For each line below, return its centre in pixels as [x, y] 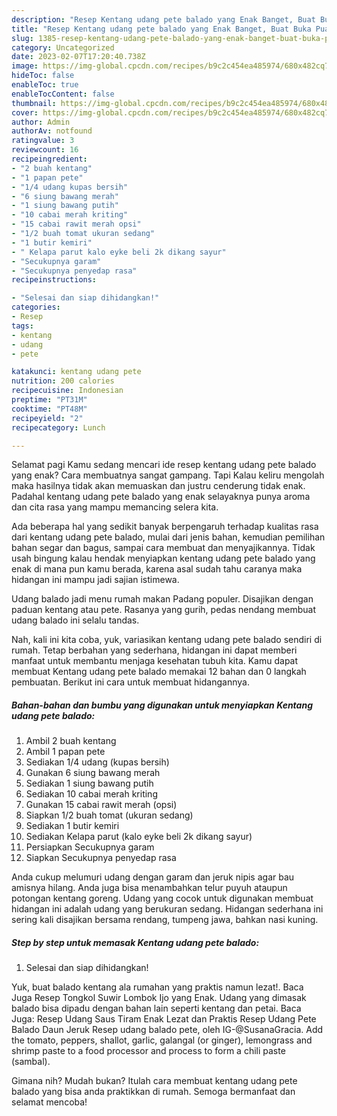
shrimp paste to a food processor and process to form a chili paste [148, 1051]
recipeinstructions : [54, 280]
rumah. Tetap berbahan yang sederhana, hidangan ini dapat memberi [154, 650]
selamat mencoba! [49, 1102]
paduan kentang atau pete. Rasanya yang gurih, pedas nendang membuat [163, 610]
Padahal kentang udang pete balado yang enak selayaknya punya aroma [161, 497]
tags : [22, 326]
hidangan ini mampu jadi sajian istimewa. [95, 580]
